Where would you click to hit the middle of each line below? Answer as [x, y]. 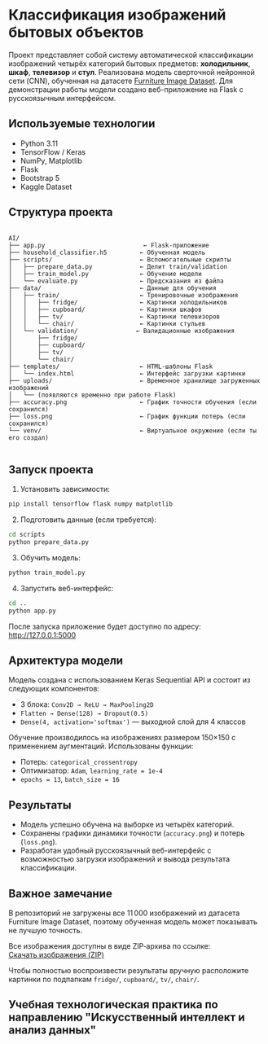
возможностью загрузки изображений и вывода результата [125, 859]
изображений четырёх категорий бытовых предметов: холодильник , [130, 64]
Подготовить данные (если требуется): [88, 520]
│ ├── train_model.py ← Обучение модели [105, 274]
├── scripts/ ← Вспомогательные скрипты [120, 259]
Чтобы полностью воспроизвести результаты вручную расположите [129, 971]
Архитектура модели [66, 661]
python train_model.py [47, 572]
